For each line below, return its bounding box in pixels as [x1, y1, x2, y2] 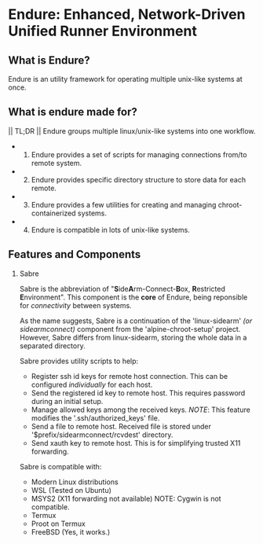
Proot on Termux [31, 519, 86, 528]
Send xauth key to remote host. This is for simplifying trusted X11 [31, 438, 241, 447]
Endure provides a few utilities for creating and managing [31, 200, 217, 209]
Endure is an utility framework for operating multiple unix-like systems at [8, 75, 243, 83]
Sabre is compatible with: [19, 461, 102, 471]
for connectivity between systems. [19, 300, 132, 310]
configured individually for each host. [31, 380, 153, 389]
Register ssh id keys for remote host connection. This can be [31, 371, 228, 380]
